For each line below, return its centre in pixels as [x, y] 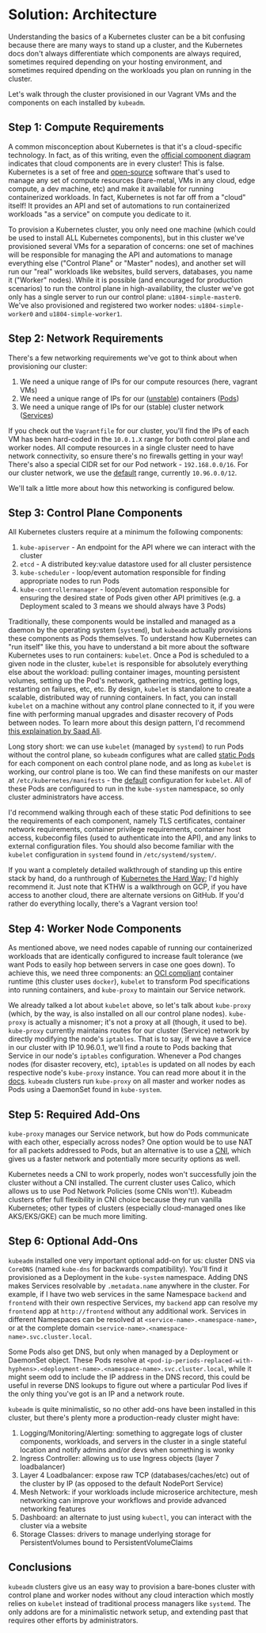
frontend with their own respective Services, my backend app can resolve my [133, 1302]
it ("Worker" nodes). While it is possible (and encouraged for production [125, 280]
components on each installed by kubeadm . [77, 102]
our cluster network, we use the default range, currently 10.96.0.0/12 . [123, 473]
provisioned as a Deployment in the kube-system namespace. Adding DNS [128, 1277]
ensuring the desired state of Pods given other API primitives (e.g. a [130, 598]
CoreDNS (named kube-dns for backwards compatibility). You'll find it [118, 1269]
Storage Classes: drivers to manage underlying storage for [115, 1534]
